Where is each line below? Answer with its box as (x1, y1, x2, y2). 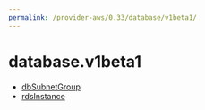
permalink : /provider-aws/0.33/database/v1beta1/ (8, 13, 198, 22)
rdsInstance (21, 90, 66, 101)
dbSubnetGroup (21, 81, 81, 92)
